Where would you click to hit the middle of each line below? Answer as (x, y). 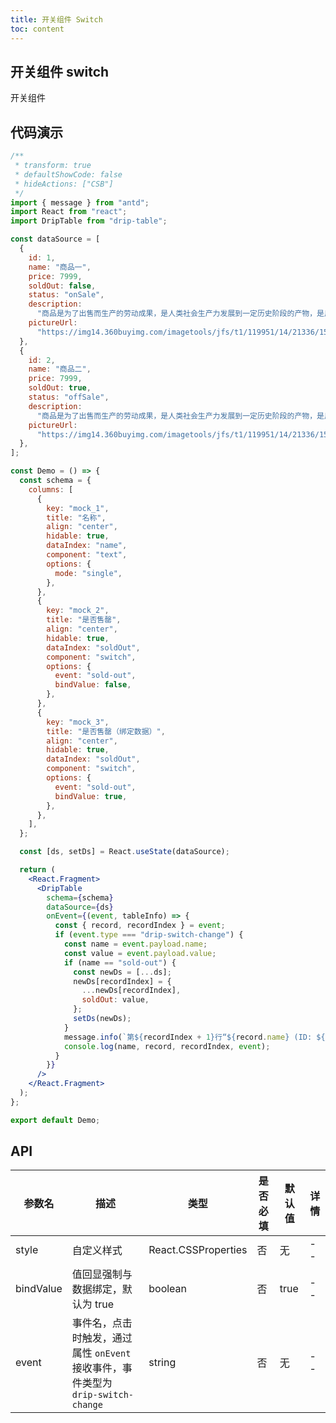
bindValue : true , (91, 796)
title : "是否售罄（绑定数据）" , (106, 731)
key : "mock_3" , (78, 722)
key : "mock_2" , (78, 611)
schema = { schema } (80, 897)
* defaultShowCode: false (68, 174)
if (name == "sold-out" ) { (120, 962)
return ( (37, 870)
